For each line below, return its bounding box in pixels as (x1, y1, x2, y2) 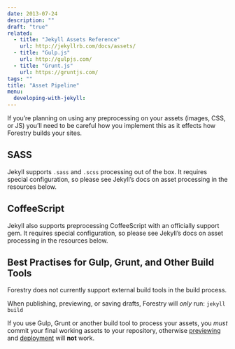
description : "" (7, 17, 55, 24)
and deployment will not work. (7, 334, 95, 343)
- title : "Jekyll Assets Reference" (13, 36, 120, 43)
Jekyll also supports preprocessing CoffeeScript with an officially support (7, 221, 220, 229)
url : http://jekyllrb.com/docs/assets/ (20, 43, 136, 50)
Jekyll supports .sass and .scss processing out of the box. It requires (7, 167, 208, 176)
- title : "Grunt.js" (13, 62, 73, 69)
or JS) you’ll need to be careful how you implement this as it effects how (7, 122, 216, 129)
